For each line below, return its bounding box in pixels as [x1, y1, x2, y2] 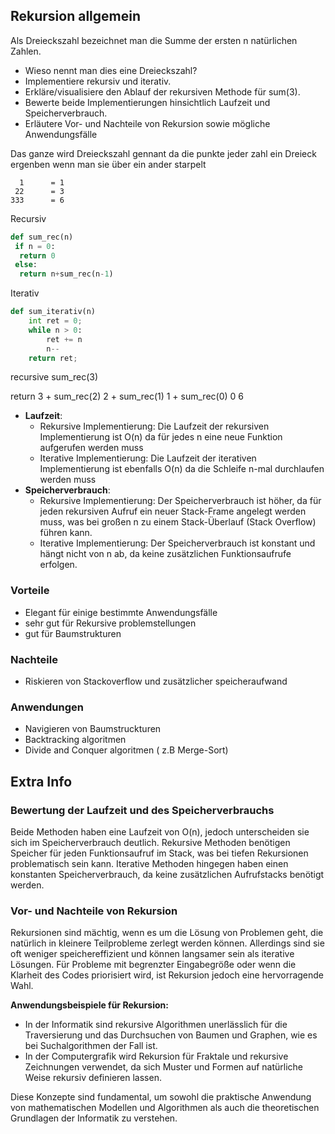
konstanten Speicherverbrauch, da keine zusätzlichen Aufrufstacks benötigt [10, 869, 325, 881]
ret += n [46, 334, 83, 344]
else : [14, 260, 38, 270]
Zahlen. [10, 45, 42, 57]
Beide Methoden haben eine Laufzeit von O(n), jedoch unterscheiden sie [10, 826, 310, 838]
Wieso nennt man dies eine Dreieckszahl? [24, 64, 198, 76]
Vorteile [10, 584, 50, 598]
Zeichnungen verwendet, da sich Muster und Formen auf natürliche [24, 1061, 304, 1073]
